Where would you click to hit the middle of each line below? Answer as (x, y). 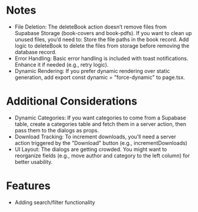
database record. (36, 52)
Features (28, 186)
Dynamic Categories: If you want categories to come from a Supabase (100, 118)
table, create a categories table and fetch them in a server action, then (100, 124)
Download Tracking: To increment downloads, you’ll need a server (95, 137)
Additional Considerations (72, 101)
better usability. (34, 162)
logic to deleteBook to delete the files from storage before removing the (102, 46)
